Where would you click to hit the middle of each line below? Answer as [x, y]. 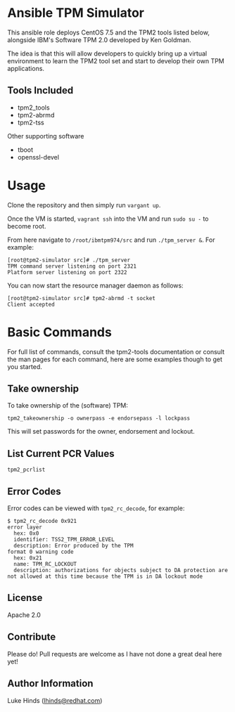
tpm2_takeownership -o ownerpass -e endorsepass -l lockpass [99, 419]
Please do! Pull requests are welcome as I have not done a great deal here [115, 654]
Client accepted [31, 304]
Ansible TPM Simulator [76, 13]
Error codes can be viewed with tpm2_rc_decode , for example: [96, 508]
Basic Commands [60, 332]
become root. [27, 226]
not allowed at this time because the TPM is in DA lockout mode [105, 577]
